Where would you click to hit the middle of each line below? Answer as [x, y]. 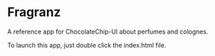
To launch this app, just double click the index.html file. [87, 45]
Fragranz [34, 12]
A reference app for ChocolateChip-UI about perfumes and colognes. [108, 31]
